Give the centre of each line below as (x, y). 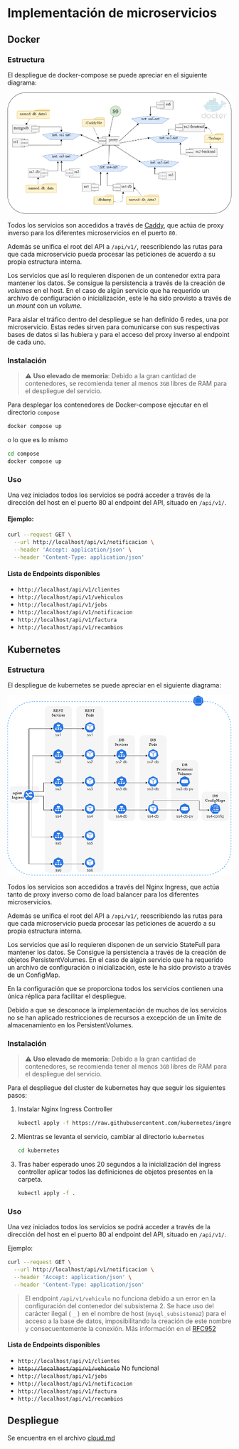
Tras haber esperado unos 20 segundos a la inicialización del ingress (119, 1164)
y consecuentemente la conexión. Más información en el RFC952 (120, 1328)
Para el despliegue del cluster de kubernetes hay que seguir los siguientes (117, 1088)
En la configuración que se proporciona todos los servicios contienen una (115, 988)
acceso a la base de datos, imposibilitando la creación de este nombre (128, 1321)
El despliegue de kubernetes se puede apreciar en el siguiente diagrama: (115, 685)
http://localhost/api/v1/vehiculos (70, 598)
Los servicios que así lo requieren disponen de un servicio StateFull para (114, 944)
